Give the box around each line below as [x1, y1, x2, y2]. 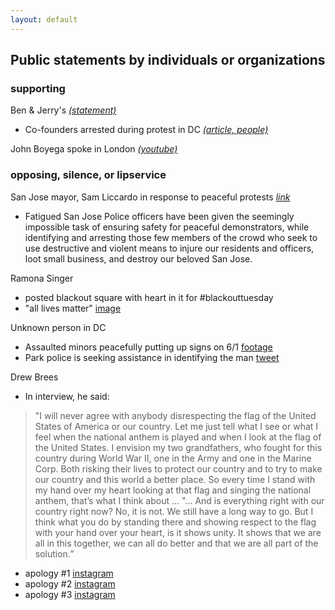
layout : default [10, 14, 78, 25]
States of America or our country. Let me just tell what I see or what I [34, 420, 319, 432]
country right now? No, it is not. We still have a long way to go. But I [34, 505, 314, 517]
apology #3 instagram [24, 588, 116, 600]
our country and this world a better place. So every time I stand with [34, 473, 316, 485]
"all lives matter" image [24, 302, 122, 314]
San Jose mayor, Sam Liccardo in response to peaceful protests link [10, 191, 291, 203]
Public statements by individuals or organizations [10, 52, 326, 69]
